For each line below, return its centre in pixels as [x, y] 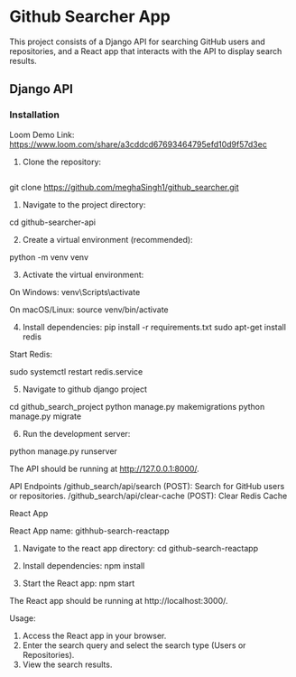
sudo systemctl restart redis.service [76, 371]
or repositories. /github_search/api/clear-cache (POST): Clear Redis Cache [148, 496]
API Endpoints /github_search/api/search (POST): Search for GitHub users [147, 486]
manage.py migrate [46, 416]
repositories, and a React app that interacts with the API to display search [146, 51]
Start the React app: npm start [79, 583]
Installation [35, 115]
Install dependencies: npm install [83, 565]
